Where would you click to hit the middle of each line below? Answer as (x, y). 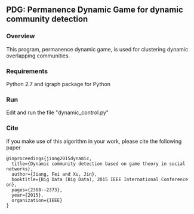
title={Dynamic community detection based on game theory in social (98, 164)
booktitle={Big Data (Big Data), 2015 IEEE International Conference (100, 179)
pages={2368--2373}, (37, 190)
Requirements (27, 71)
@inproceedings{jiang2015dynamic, (49, 158)
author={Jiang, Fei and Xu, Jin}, (54, 174)
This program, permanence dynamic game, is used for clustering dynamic (97, 49)
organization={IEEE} (37, 200)
